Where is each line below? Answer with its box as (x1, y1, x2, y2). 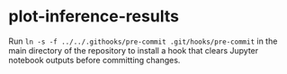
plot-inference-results (8, 6, 179, 27)
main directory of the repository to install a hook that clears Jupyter (8, 45, 259, 55)
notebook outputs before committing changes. (8, 54, 181, 65)
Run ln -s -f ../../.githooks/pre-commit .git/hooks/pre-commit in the (8, 36, 278, 46)
